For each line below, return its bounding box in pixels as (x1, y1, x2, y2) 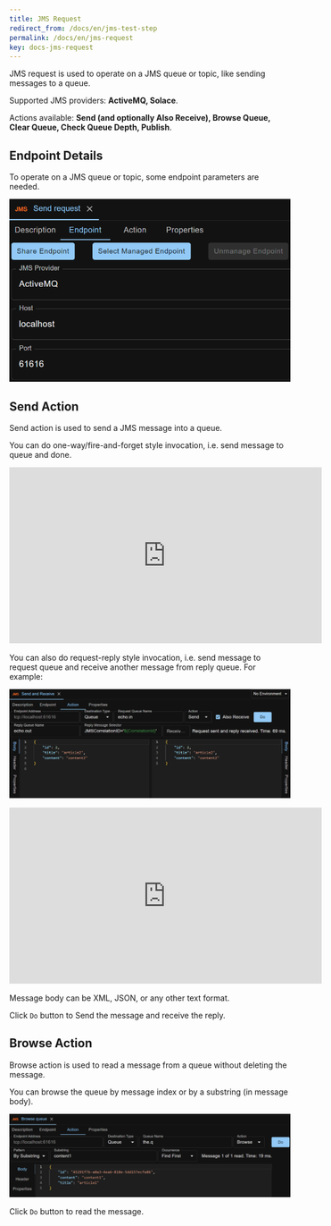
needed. (9, 182, 40, 192)
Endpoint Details (9, 148, 103, 163)
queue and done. (9, 450, 72, 461)
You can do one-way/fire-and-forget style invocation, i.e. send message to (9, 440, 284, 451)
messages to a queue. (9, 78, 91, 89)
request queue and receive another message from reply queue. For (9, 662, 256, 672)
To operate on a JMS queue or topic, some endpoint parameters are (9, 172, 260, 182)
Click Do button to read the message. (9, 1206, 145, 1217)
